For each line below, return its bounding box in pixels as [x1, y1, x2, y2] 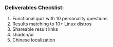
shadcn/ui [12, 32, 34, 38]
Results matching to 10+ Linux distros [12, 21, 92, 27]
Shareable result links [12, 26, 59, 32]
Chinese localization [12, 37, 55, 43]
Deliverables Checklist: [5, 4, 64, 11]
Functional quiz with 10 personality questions [12, 16, 108, 22]
